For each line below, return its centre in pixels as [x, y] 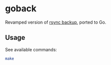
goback [21, 9]
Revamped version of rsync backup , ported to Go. [56, 22]
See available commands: [31, 49]
